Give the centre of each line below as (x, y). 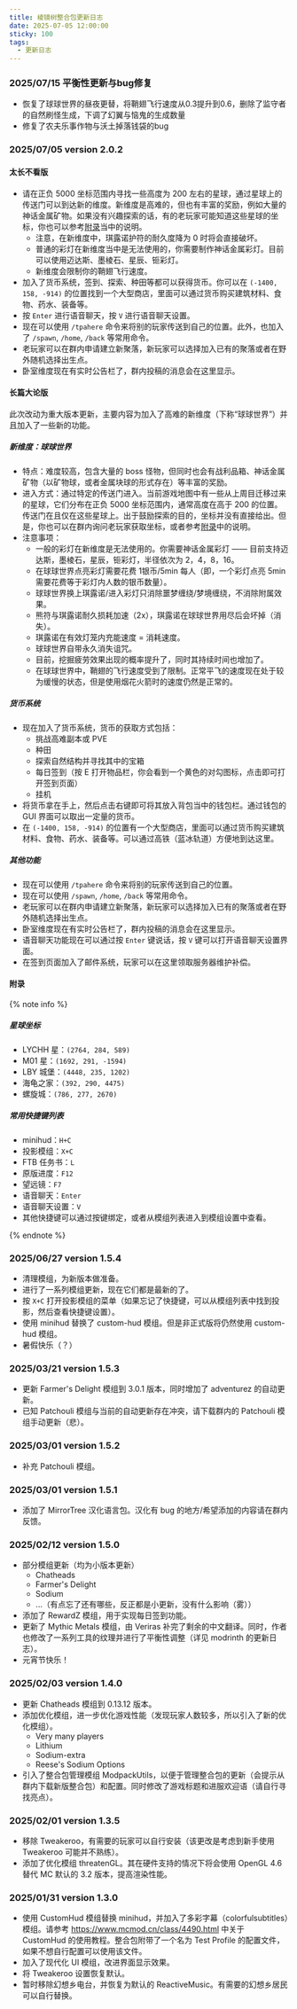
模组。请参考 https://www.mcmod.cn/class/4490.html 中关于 (133, 1929)
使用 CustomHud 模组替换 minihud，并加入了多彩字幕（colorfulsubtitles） (155, 1918)
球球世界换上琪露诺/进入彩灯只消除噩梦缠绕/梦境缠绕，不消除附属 (155, 593)
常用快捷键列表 (36, 1116)
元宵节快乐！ (45, 1660)
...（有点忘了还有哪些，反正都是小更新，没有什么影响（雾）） (145, 1605)
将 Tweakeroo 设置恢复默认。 (76, 1974)
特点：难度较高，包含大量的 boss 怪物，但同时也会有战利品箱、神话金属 (153, 471)
